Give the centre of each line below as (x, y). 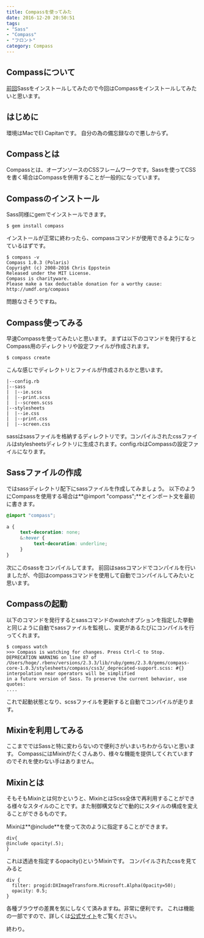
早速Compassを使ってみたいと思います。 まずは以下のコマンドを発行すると (102, 338)
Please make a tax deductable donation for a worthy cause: (85, 284)
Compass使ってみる (45, 322)
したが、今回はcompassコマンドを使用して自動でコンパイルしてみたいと (103, 575)
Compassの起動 (37, 604)
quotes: (16, 684)
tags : (13, 23)
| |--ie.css (23, 413)
